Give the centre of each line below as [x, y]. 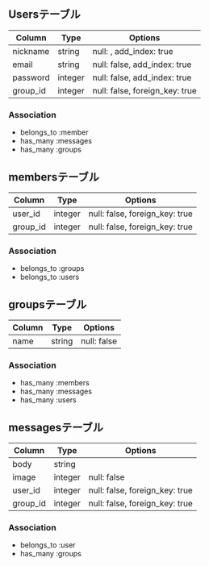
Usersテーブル [44, 15]
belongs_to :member [54, 132]
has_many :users [48, 400]
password [31, 77]
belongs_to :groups [52, 268]
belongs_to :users [50, 277]
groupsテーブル [48, 304]
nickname [31, 51]
